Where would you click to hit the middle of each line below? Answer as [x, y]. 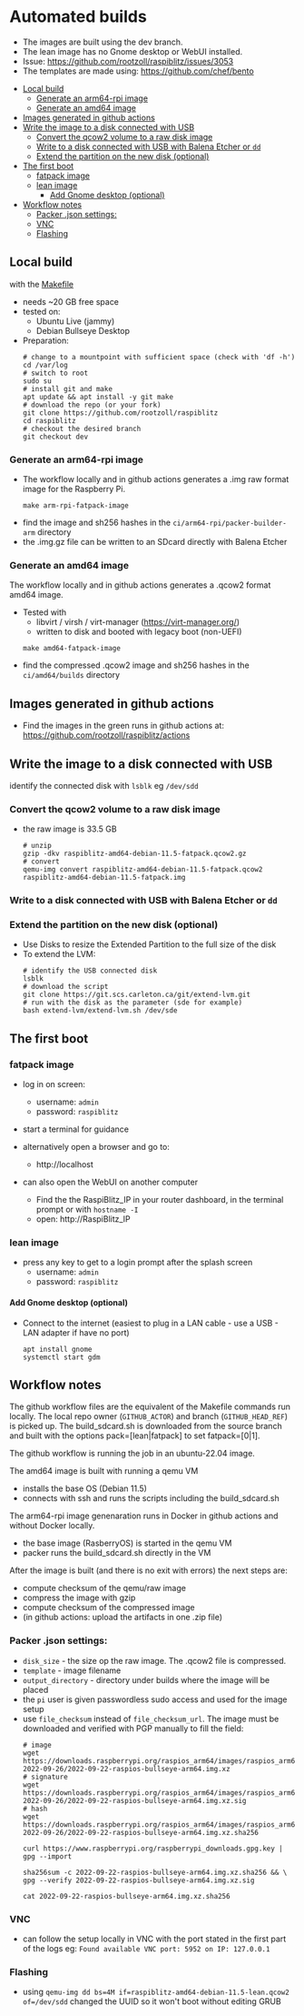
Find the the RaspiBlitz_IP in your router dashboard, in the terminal [160, 1200]
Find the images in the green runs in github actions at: [123, 726]
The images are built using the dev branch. [103, 42]
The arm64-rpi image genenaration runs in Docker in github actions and [144, 1516]
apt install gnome [57, 1349]
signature [49, 1777]
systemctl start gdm [61, 1357]
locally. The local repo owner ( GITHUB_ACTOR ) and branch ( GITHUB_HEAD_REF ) [149, 1416]
